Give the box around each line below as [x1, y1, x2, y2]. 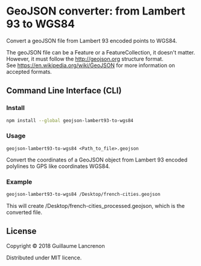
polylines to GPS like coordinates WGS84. [6, 162, 110, 170]
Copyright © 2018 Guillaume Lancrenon [6, 242, 105, 249]
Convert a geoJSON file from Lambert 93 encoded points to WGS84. [6, 37, 177, 44]
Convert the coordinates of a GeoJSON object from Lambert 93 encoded [6, 156, 188, 163]
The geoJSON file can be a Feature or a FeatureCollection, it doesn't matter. [6, 48, 195, 56]
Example [6, 177, 33, 186]
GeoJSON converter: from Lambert [6, 4, 186, 18]
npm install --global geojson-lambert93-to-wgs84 [6, 117, 134, 123]
